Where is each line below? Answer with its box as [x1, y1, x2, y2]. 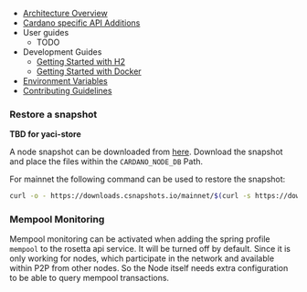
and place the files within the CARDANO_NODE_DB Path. [9, 156, 204, 167]
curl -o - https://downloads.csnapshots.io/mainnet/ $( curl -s [9, 192, 251, 201]
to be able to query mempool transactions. [9, 273, 170, 284]
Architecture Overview [22, 8, 108, 18]
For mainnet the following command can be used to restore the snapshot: [9, 173, 286, 185]
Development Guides [22, 47, 102, 57]
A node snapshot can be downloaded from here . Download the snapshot [9, 146, 283, 158]
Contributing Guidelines [22, 86, 112, 96]
